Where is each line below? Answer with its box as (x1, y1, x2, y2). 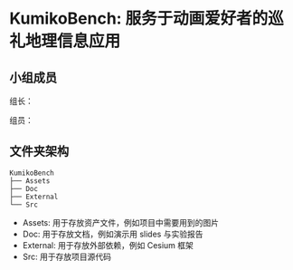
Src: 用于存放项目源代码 (22, 251, 111, 262)
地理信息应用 (25, 31, 121, 52)
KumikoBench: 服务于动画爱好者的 (9, 8, 269, 29)
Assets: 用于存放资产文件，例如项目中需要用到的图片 (22, 217, 220, 227)
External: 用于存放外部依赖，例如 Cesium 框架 (22, 239, 194, 250)
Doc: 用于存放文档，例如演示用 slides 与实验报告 (22, 228, 203, 239)
